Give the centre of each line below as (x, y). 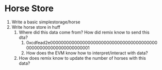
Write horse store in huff (36, 27)
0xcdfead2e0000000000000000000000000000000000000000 (92, 42)
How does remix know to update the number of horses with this (82, 58)
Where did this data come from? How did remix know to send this (84, 32)
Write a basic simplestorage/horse (46, 22)
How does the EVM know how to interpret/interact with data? (87, 53)
